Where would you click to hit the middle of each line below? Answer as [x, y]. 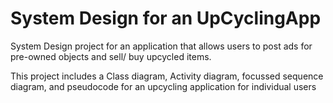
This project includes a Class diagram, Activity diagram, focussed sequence [167, 76]
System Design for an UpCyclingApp [166, 18]
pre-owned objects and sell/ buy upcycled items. [111, 56]
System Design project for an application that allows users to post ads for [161, 46]
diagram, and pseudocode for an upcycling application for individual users [163, 86]
